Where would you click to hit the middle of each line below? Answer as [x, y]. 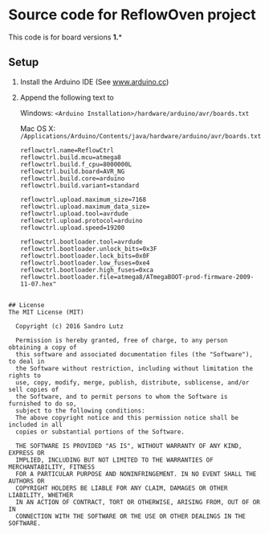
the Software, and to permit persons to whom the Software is [122, 396]
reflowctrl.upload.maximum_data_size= [85, 207]
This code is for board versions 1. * [65, 37]
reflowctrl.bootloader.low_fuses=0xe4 [85, 263]
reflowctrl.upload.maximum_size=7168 [83, 199]
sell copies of [34, 389]
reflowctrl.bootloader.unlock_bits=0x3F [88, 249]
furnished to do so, [43, 404]
